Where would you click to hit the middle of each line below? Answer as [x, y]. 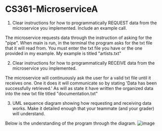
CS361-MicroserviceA [52, 9]
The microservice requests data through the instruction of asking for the [79, 38]
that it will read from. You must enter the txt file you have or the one [74, 48]
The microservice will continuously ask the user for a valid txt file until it [78, 78]
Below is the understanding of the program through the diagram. [71, 123]
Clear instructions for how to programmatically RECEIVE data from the [83, 63]
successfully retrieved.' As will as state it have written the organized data [79, 88]
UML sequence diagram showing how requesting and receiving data [82, 103]
